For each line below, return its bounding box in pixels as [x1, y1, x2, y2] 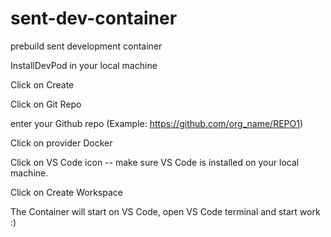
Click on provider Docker [10, 137, 113, 149]
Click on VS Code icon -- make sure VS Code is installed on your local [10, 156, 300, 168]
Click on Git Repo [10, 98, 82, 110]
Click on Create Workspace [10, 186, 123, 198]
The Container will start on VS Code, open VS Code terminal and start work [10, 205, 321, 217]
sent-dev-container [10, 7, 178, 30]
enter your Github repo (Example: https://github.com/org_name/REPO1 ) [10, 117, 303, 129]
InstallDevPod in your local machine [10, 59, 158, 71]
